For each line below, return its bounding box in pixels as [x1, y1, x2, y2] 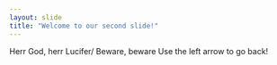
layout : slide [9, 12, 63, 22]
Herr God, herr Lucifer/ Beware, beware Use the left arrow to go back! [9, 45, 269, 56]
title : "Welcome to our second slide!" [9, 21, 159, 30]
